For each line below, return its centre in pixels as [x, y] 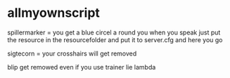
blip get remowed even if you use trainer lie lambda [82, 67]
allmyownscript [54, 13]
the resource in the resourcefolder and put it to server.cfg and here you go [115, 39]
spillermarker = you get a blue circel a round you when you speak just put [114, 32]
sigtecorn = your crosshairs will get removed [72, 53]
